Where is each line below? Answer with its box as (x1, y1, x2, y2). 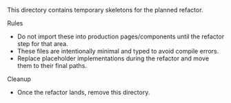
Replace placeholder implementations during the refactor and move (17, 54, 209, 62)
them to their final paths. (17, 62, 88, 69)
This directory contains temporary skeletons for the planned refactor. (7, 6, 203, 14)
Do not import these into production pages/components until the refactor (17, 32, 225, 41)
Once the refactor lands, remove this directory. (17, 89, 150, 96)
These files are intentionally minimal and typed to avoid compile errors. (17, 47, 219, 55)
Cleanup (7, 75, 31, 83)
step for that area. (17, 40, 69, 47)
